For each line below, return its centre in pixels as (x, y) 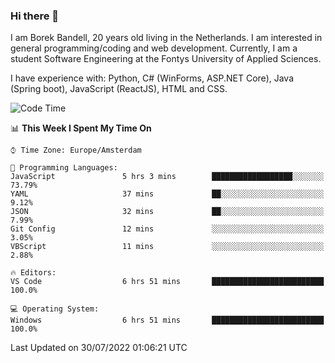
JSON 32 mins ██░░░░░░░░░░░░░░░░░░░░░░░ (167, 212)
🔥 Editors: (33, 273)
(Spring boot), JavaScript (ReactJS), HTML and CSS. (119, 89)
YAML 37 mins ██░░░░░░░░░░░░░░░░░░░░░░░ (167, 194)
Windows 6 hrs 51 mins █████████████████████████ (167, 320)
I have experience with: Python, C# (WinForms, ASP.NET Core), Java (152, 78)
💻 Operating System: (55, 309)
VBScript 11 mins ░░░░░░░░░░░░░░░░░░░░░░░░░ (167, 247)
